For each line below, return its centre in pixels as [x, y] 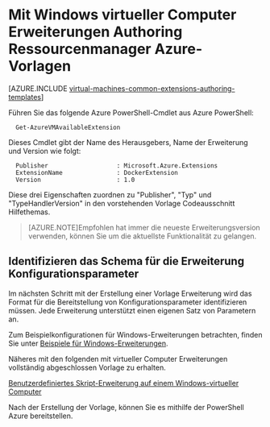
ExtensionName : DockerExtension [97, 172]
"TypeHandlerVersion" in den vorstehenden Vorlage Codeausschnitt [122, 203]
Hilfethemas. [29, 212]
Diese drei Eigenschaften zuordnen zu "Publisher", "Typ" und [110, 194]
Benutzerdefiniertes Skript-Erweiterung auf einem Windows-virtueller [124, 383]
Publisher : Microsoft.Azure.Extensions [117, 166]
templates [25, 97]
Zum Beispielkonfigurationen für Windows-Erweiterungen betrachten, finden [135, 334]
